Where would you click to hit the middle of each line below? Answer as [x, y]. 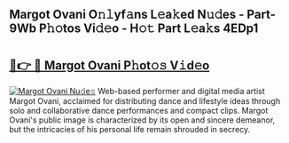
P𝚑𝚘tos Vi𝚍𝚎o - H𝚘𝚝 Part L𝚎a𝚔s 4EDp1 [148, 29]
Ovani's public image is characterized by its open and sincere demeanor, [142, 120]
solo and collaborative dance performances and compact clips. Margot [139, 111]
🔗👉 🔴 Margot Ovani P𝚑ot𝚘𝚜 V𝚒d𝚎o [109, 65]
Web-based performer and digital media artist [181, 91]
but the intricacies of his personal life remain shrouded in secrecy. [130, 129]
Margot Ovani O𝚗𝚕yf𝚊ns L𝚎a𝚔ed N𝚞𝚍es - [127, 15]
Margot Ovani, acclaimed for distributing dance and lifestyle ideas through [145, 101]
